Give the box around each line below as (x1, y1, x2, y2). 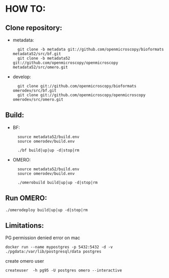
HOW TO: (5, 3, 46, 15)
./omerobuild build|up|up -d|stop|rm (17, 180, 98, 185)
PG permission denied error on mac (5, 235, 81, 241)
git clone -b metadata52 (17, 56, 70, 61)
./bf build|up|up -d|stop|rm (17, 148, 80, 153)
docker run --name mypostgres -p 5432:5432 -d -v (5, 245, 113, 250)
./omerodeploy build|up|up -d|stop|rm (5, 207, 88, 213)
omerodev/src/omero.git (12, 97, 64, 102)
